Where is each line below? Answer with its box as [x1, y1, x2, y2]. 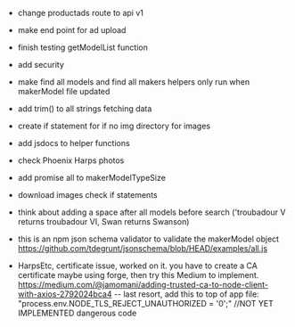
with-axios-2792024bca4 [17, 289, 112, 299]
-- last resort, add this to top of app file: [113, 289, 260, 299]
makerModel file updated [17, 86, 111, 96]
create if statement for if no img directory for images [17, 120, 211, 131]
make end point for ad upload [17, 25, 127, 35]
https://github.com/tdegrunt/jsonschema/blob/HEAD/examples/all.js [17, 243, 268, 253]
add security [17, 60, 65, 69]
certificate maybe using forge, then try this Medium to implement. [17, 270, 259, 280]
